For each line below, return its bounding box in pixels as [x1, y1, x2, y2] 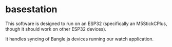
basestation [5, 4, 58, 15]
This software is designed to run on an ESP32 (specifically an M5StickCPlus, [5, 20, 167, 27]
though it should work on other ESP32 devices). [5, 26, 107, 32]
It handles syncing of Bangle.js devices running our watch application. [5, 36, 154, 42]
